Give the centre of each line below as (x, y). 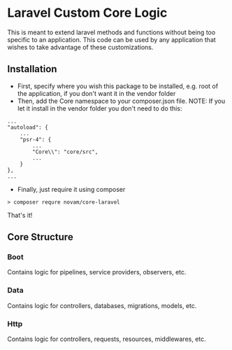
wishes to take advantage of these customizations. (80, 47)
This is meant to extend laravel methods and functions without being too (111, 32)
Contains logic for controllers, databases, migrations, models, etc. (102, 305)
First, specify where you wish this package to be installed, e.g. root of (118, 86)
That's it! (20, 215)
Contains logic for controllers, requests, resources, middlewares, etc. (107, 339)
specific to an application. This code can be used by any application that (112, 39)
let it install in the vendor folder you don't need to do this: (100, 108)
